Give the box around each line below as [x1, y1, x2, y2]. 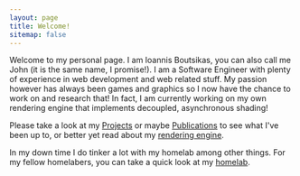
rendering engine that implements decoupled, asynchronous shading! [9, 103, 268, 114]
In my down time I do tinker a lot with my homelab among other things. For [9, 147, 286, 158]
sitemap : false [9, 30, 67, 39]
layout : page [9, 13, 59, 23]
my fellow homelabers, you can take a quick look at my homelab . [9, 157, 250, 168]
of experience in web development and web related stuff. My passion [9, 74, 267, 85]
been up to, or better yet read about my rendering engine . [9, 130, 224, 141]
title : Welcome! [9, 22, 70, 31]
